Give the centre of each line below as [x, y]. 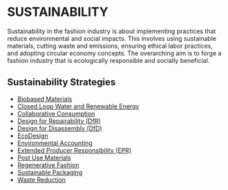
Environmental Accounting [55, 143]
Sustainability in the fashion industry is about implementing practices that [112, 31]
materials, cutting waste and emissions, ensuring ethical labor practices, [110, 46]
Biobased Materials [45, 99]
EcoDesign [32, 135]
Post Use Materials [44, 158]
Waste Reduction [41, 180]
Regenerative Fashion [48, 165]
